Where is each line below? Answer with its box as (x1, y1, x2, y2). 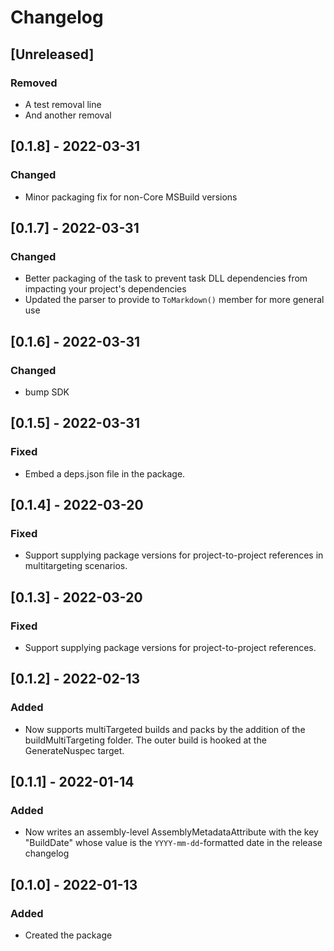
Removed (10, 76, 58, 90)
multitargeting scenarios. (24, 560, 128, 572)
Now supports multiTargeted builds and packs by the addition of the (24, 723, 306, 735)
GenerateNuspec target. (24, 744, 125, 756)
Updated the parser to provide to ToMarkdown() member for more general (24, 294, 325, 306)
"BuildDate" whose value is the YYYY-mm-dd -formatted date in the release (24, 837, 323, 849)
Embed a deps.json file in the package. (24, 467, 186, 480)
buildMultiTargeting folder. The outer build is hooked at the (24, 734, 267, 746)
